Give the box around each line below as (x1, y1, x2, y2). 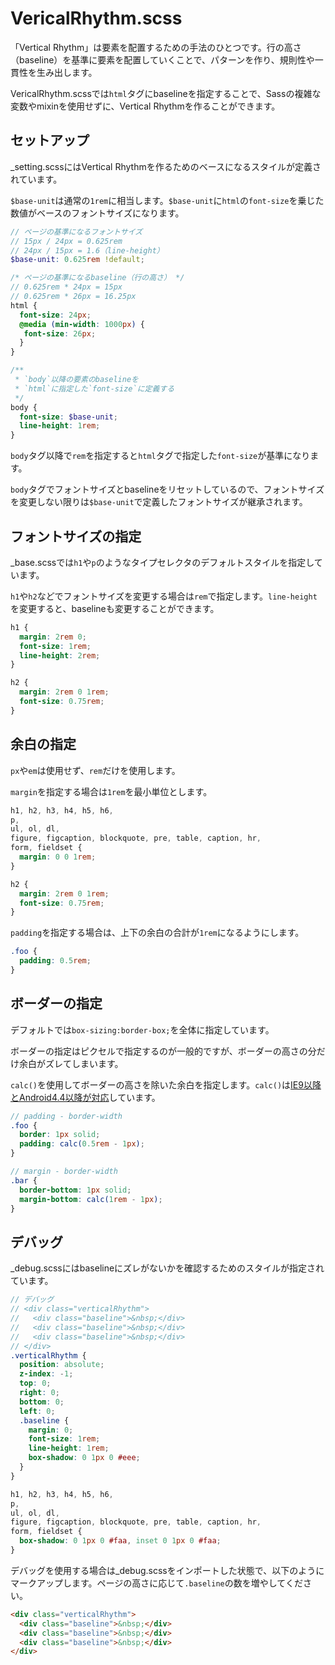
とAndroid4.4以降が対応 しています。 (10, 1091, 161, 1103)
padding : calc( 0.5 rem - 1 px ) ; (19, 1139, 145, 1149)
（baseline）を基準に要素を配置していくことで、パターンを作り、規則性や (10, 53, 315, 66)
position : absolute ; (19, 1360, 105, 1370)
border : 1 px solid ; (19, 1130, 101, 1140)
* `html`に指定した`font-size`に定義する (14, 383, 175, 394)
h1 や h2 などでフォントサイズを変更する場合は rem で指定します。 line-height (10, 590, 318, 602)
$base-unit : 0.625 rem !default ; (10, 255, 145, 265)
